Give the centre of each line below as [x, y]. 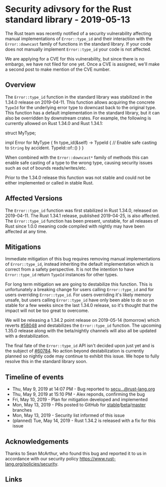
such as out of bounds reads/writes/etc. [46, 168]
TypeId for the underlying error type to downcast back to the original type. [81, 107]
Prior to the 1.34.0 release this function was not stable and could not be [78, 178]
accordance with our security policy [42, 459]
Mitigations [23, 247]
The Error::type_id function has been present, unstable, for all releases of [82, 221]
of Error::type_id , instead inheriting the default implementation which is [79, 264]
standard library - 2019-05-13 [68, 20]
